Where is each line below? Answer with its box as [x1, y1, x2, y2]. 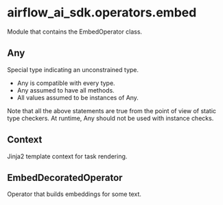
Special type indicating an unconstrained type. [7, 65, 139, 73]
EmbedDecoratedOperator [7, 171, 123, 183]
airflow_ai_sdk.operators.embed [7, 5, 197, 21]
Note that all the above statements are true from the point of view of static [7, 106, 217, 114]
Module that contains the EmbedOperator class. [7, 27, 143, 36]
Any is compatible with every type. [16, 79, 115, 87]
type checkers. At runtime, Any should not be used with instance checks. [7, 114, 214, 122]
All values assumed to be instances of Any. [16, 93, 139, 101]
